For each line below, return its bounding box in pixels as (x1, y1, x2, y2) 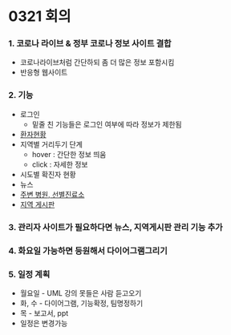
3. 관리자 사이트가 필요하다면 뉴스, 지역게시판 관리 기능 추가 (8, 221, 223, 232)
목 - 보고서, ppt (19, 308, 69, 317)
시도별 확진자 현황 (19, 169, 76, 179)
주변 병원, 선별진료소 (19, 189, 85, 199)
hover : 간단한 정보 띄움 (31, 149, 107, 159)
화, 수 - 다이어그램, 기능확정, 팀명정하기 (19, 298, 144, 308)
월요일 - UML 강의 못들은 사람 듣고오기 (19, 288, 142, 297)
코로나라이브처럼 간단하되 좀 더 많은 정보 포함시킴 (19, 58, 175, 67)
